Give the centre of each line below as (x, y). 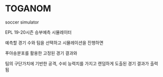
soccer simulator (22, 22)
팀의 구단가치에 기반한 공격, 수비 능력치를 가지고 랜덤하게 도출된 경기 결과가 (77, 63)
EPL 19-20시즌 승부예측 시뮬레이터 (39, 32)
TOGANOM (28, 9)
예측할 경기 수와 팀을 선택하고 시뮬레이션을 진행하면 (54, 43)
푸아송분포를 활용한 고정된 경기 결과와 (41, 53)
